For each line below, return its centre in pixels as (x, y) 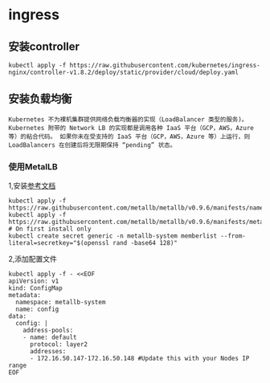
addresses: (48, 352)
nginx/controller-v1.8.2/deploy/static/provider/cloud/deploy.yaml (124, 72)
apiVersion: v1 (34, 281)
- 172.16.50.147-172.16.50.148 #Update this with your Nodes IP (139, 359)
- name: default (50, 338)
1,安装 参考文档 (32, 185)
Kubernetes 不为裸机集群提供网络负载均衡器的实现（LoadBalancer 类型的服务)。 (128, 119)
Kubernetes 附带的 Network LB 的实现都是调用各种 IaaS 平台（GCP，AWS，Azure (131, 128)
